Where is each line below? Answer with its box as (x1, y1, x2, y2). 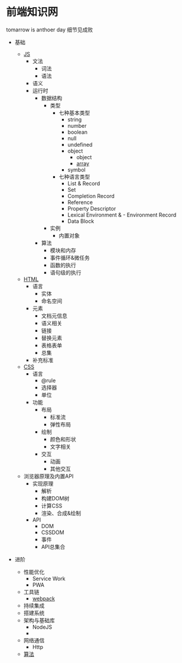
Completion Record (67, 192, 115, 199)
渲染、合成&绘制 (41, 509, 82, 516)
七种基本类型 (58, 109, 90, 116)
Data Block (67, 217, 95, 225)
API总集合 (41, 543, 66, 550)
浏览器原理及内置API (23, 473, 74, 480)
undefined (67, 141, 93, 148)
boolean (67, 128, 87, 135)
